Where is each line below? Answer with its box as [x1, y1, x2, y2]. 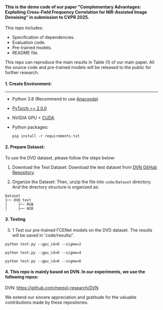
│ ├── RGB [5, 202, 34, 207]
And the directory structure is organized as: [12, 184, 99, 189]
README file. [12, 50, 39, 56]
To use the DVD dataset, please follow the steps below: [5, 155, 115, 160]
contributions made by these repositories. [5, 299, 89, 306]
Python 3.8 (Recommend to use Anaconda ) [12, 96, 98, 102]
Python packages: [12, 124, 49, 130]
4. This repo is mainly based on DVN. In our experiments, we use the [5, 269, 146, 275]
